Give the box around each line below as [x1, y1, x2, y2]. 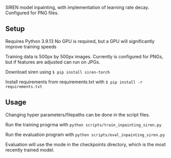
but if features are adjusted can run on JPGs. [5, 59, 101, 65]
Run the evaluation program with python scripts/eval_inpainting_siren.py [5, 131, 165, 138]
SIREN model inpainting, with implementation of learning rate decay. [5, 5, 149, 10]
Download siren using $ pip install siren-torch [5, 69, 110, 75]
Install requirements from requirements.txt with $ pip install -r [5, 79, 143, 85]
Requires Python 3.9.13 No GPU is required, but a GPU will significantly [5, 38, 155, 44]
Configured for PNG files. [5, 10, 59, 16]
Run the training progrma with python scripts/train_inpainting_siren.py [5, 121, 162, 127]
